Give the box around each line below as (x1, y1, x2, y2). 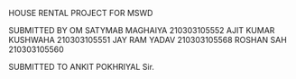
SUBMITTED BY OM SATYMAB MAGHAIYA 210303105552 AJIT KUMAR (8, 25, 275, 35)
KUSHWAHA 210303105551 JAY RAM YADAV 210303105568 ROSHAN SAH (8, 35, 288, 45)
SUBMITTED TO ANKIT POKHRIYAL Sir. (8, 62, 155, 72)
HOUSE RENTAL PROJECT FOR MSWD (8, 8, 153, 18)
